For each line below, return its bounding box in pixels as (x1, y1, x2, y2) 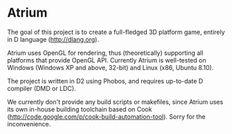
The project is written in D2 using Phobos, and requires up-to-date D (7, 76, 204, 85)
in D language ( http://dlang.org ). (7, 35, 99, 43)
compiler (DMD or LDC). (7, 84, 76, 92)
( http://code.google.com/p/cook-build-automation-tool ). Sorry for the (7, 112, 206, 121)
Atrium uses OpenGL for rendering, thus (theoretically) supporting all (7, 49, 204, 57)
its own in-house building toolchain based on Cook (7, 105, 152, 113)
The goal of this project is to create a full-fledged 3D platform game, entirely (7, 28, 225, 36)
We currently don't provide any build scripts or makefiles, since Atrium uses (7, 97, 224, 106)
